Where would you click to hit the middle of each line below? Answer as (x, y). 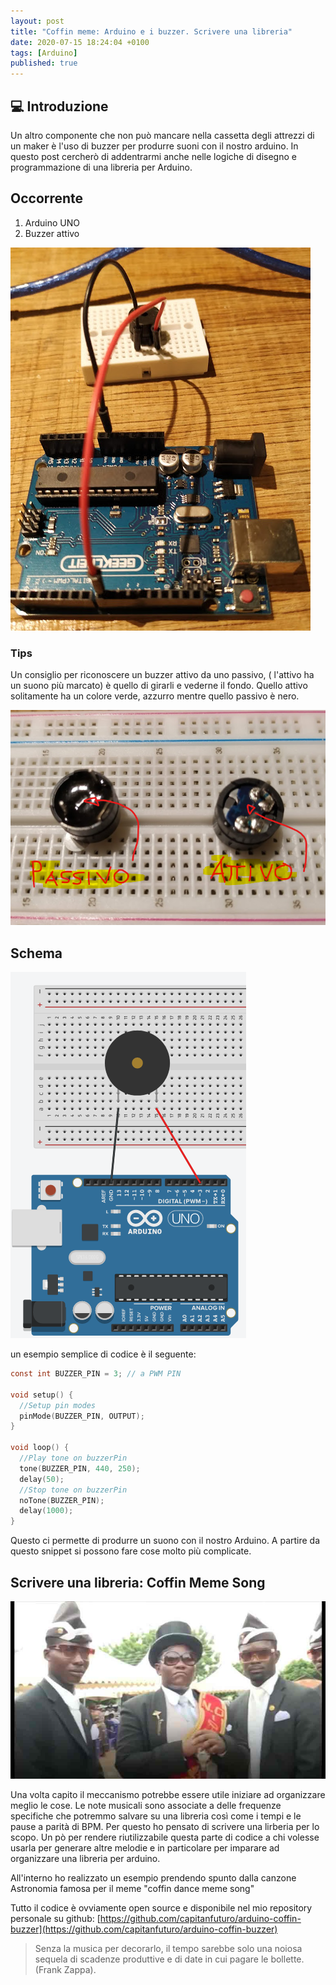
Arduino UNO (52, 222)
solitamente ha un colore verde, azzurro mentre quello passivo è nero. (155, 696)
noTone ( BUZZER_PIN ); (62, 1500)
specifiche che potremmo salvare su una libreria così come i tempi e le (156, 1816)
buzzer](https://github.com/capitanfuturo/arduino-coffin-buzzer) (144, 1929)
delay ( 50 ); (42, 1479)
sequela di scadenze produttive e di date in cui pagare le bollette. (169, 1959)
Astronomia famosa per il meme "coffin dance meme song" (132, 1888)
